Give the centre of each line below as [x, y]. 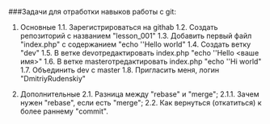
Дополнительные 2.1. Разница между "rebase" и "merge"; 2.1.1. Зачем [139, 94]
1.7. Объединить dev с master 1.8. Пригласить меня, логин [120, 70]
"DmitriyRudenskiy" [53, 79]
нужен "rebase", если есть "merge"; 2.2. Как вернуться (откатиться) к [141, 103]
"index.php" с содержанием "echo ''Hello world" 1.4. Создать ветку [135, 44]
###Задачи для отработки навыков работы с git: [92, 12]
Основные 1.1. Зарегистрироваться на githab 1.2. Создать [119, 27]
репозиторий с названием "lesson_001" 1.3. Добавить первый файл [136, 36]
